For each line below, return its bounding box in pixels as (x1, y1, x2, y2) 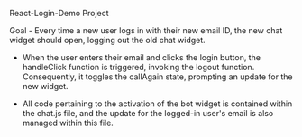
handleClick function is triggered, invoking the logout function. (22, 62, 255, 72)
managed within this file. (22, 117, 114, 128)
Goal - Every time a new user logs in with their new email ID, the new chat (9, 25, 283, 35)
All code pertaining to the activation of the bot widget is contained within (22, 98, 293, 109)
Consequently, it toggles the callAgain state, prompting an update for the (22, 71, 293, 82)
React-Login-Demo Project (9, 8, 110, 18)
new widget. (22, 81, 69, 91)
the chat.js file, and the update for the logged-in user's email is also (22, 108, 274, 118)
